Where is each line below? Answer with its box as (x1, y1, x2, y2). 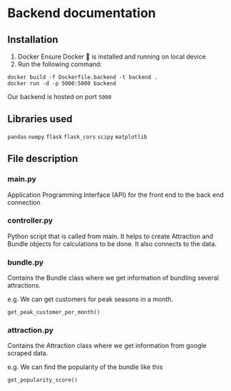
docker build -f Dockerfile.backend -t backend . (7, 73, 158, 81)
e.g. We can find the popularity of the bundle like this (7, 362, 163, 372)
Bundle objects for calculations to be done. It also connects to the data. (7, 239, 217, 248)
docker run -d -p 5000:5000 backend (7, 80, 116, 87)
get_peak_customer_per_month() (7, 309, 101, 316)
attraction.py (7, 325, 53, 335)
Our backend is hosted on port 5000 (7, 93, 112, 101)
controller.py (7, 215, 53, 225)
